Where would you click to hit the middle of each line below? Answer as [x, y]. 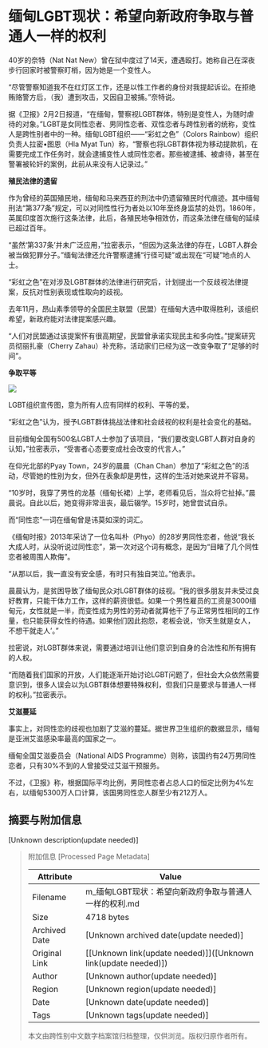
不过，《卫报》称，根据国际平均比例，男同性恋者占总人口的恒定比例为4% [128, 782]
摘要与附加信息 [45, 820]
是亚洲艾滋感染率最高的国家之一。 [64, 738]
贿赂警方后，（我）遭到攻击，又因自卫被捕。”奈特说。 [94, 97]
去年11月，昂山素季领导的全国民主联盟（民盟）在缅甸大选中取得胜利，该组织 [134, 309]
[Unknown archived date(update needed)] [164, 934]
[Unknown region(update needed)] [151, 989]
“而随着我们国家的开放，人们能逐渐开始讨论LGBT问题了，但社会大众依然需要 [134, 674]
